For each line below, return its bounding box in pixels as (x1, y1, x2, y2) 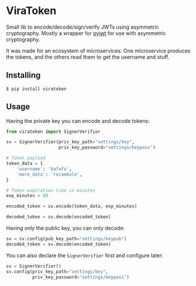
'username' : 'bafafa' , (16, 166, 72, 172)
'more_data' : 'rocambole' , (16, 171, 82, 177)
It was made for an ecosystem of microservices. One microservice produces (6, 47, 191, 54)
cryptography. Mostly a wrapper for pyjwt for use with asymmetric (6, 29, 166, 36)
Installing (6, 70, 41, 80)
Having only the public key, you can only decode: (6, 225, 125, 232)
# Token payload (6, 155, 46, 161)
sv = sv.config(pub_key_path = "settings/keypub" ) (6, 236, 127, 242)
